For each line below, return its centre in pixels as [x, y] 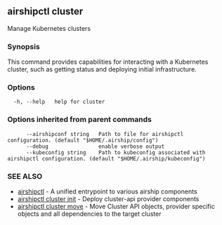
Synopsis [24, 46]
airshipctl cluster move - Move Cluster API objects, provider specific [116, 206]
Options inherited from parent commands [80, 120]
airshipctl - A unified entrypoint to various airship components [107, 191]
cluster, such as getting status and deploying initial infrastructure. [102, 69]
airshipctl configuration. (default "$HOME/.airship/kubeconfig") [106, 158]
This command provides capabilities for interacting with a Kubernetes [108, 62]
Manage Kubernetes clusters [49, 28]
